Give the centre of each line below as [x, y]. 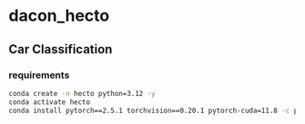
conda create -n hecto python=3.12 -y [82, 93]
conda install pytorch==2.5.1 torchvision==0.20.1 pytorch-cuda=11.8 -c [149, 110]
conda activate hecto [50, 102]
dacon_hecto [59, 16]
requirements [39, 75]
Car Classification [61, 49]
